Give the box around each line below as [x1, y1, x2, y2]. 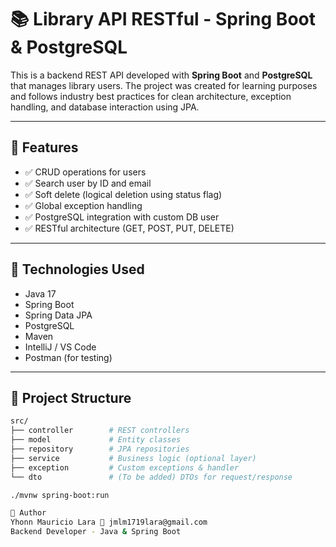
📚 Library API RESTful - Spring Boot [10, 8, 316, 31]
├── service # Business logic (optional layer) [10, 453, 257, 463]
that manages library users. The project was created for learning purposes [10, 79, 318, 91]
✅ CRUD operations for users [24, 166, 147, 178]
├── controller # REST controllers [10, 426, 190, 436]
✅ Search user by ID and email [24, 177, 152, 189]
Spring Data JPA [24, 309, 93, 321]
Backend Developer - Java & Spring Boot [10, 527, 182, 537]
